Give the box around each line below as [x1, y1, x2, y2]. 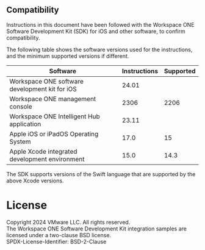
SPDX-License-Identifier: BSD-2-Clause [6, 238, 107, 245]
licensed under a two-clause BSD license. [6, 231, 112, 238]
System [9, 137, 32, 146]
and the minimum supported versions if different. [6, 52, 129, 60]
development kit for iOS [9, 85, 77, 93]
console [9, 102, 32, 110]
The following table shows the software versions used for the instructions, [6, 46, 193, 53]
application [9, 120, 41, 128]
